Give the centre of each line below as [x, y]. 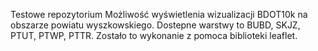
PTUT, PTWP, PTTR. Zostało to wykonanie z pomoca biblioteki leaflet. [154, 35]
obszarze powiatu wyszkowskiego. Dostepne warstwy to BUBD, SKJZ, [155, 25]
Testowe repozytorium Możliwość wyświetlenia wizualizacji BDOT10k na [159, 14]
